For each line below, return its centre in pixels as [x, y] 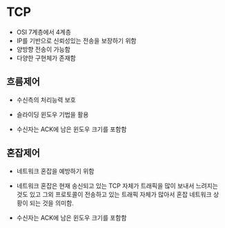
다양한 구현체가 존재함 [46, 58]
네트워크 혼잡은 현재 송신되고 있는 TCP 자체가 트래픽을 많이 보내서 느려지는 [117, 186]
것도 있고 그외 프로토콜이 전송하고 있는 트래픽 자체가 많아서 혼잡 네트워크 [114, 194]
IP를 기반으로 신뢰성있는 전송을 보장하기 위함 [76, 40]
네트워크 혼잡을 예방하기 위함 [55, 171]
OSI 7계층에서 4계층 [44, 32]
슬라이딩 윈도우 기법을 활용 [52, 114]
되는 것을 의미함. [51, 203]
